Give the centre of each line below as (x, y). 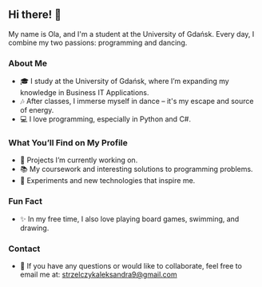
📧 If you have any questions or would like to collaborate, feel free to (131, 266)
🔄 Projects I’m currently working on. (79, 160)
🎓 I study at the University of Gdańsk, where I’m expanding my (124, 82)
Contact (24, 249)
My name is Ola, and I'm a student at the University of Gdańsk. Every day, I (131, 34)
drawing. (34, 228)
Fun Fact (25, 201)
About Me (28, 63)
